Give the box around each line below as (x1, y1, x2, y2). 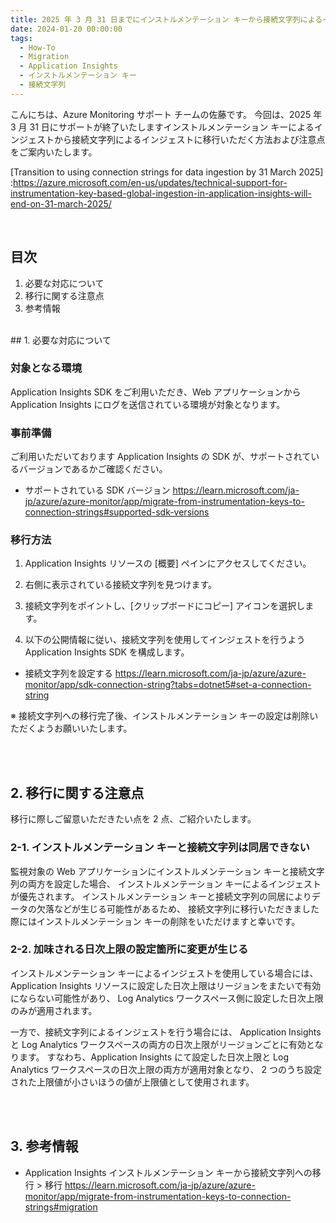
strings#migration (24, 1201, 98, 1213)
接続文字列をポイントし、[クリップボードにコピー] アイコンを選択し (24, 600, 306, 612)
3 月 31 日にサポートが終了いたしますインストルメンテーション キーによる (10, 121, 315, 133)
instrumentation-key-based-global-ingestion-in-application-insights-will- (10, 187, 312, 199)
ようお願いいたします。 (36, 722, 133, 735)
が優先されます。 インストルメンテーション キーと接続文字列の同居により (10, 890, 312, 902)
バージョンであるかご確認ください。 (18, 463, 168, 475)
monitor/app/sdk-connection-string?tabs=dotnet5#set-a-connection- (24, 679, 312, 691)
